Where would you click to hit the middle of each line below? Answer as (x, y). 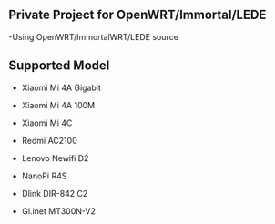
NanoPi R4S (44, 176)
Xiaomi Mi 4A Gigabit (61, 87)
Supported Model (59, 66)
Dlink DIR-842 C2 (55, 193)
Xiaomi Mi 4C (47, 123)
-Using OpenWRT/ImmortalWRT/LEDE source (93, 36)
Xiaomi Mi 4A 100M (58, 105)
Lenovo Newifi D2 (55, 158)
